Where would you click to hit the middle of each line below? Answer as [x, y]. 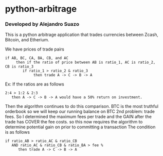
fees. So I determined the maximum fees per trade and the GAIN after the [78, 117]
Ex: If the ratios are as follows [35, 84]
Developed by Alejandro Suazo [42, 24]
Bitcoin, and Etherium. [27, 40]
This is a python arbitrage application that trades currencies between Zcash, [82, 35]
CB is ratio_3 [19, 67]
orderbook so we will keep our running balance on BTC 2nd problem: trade [80, 112]
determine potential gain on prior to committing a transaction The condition [80, 127]
